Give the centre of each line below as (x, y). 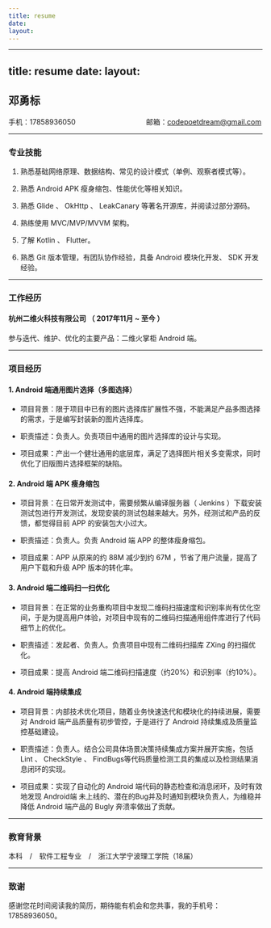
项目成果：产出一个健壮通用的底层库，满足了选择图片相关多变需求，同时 (140, 453)
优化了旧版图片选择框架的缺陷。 (73, 464)
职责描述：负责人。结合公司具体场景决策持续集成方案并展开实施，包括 (137, 749)
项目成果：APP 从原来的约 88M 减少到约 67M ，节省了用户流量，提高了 (139, 558)
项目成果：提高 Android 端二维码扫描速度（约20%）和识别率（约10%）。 (140, 672)
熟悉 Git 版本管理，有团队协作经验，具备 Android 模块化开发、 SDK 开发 (140, 257)
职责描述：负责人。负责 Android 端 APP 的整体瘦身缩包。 (115, 540)
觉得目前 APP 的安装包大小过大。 (96, 523)
